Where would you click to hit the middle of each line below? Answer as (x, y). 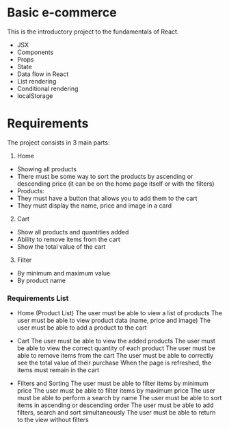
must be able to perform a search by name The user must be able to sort (119, 398)
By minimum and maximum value (64, 273)
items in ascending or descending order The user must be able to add (115, 405)
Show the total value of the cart (61, 246)
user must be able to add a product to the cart (82, 328)
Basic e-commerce (62, 13)
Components (35, 52)
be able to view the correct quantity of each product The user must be (116, 348)
